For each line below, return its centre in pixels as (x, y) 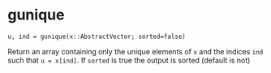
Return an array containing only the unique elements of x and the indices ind (135, 51)
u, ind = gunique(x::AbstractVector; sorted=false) (97, 36)
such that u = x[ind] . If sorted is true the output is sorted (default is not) (129, 60)
